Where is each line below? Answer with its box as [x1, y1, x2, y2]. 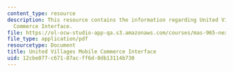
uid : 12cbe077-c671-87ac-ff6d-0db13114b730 [7, 55, 135, 62]
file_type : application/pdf [7, 36, 89, 43]
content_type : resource [7, 10, 76, 17]
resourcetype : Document [7, 42, 76, 49]
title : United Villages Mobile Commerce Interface [7, 49, 157, 56]
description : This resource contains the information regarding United [7, 16, 218, 23]
